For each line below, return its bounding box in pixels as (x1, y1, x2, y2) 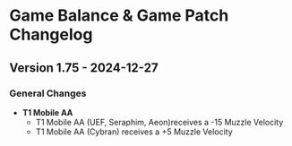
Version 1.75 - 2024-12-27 (9, 60, 159, 75)
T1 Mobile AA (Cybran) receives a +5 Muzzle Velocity (35, 126, 233, 137)
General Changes (9, 87, 87, 99)
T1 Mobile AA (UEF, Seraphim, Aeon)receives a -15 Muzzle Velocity (35, 116, 284, 127)
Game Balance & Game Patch (9, 5, 229, 26)
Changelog (9, 24, 93, 45)
